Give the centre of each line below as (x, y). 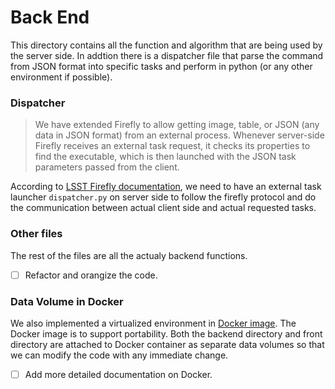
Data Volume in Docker (67, 301)
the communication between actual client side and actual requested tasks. (163, 208)
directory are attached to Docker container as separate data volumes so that (167, 344)
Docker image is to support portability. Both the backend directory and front (166, 333)
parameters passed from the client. (107, 167)
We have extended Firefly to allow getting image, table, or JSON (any (177, 125)
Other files (36, 234)
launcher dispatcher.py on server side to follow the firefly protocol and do (163, 197)
